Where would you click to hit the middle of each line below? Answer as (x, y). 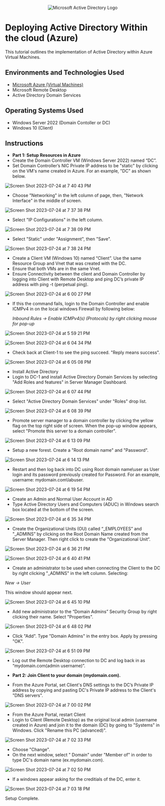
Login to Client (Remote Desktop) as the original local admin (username (85, 720)
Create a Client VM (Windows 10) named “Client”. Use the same (77, 258)
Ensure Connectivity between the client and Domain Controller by (79, 274)
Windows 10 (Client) (33, 128)
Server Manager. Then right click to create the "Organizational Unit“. (81, 539)
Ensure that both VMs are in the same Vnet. (56, 269)
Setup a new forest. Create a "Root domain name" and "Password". (80, 450)
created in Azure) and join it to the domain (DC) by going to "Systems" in (86, 725)
